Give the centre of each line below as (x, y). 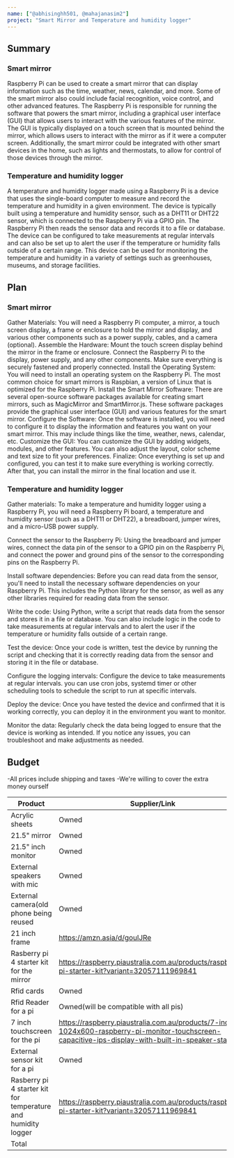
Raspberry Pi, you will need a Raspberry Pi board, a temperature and (106, 512)
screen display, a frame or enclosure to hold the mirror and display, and (110, 330)
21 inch (23, 934)
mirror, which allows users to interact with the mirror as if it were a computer (117, 136)
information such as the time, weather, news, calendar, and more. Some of (114, 91)
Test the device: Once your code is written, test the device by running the (112, 648)
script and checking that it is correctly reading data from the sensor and (110, 655)
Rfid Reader (30, 1002)
